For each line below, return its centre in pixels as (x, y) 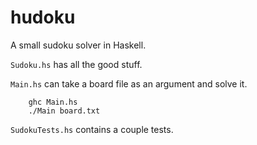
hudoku (43, 17)
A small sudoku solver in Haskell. (78, 45)
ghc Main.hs (53, 102)
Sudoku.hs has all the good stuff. (76, 64)
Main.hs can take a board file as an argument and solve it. (129, 83)
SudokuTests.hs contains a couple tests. (92, 129)
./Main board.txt (64, 111)
